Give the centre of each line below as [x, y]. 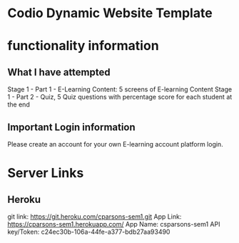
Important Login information [71, 127]
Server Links [46, 173]
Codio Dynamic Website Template [110, 13]
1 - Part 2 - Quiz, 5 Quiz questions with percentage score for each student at [120, 97]
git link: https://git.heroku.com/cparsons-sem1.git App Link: [95, 217]
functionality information [83, 46]
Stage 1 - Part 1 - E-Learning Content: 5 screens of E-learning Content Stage [120, 89]
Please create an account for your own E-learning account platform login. [115, 144]
